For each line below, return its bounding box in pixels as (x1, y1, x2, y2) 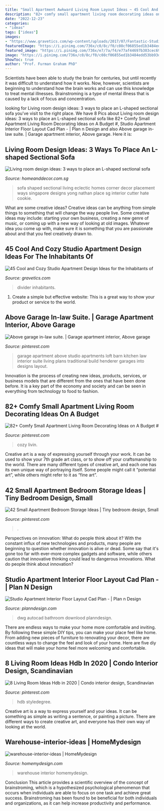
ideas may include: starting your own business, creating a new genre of (5, 215, 149, 221)
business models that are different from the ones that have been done (5, 378, 145, 384)
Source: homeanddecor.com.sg (5, 175, 69, 181)
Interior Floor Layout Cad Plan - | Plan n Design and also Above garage (5, 126, 147, 132)
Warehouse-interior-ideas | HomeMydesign (5, 738, 142, 747)
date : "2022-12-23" (5, 16, 45, 21)
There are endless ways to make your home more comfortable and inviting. (5, 624, 156, 630)
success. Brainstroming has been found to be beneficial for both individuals (5, 795, 157, 801)
